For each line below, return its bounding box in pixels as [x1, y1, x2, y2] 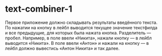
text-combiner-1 [5, 3, 72, 15]
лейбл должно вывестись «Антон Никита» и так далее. [5, 45, 120, 51]
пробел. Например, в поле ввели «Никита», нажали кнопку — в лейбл [5, 35, 152, 41]
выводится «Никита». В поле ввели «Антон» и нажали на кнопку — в [5, 40, 149, 46]
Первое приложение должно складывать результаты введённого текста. [5, 19, 158, 25]
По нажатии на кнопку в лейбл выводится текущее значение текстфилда [5, 24, 158, 30]
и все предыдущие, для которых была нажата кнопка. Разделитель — [5, 30, 151, 36]
